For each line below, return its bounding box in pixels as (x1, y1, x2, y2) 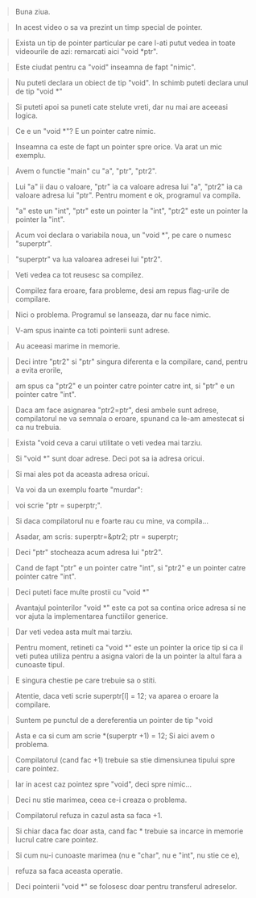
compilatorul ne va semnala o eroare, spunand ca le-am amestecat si (14, 414, 245, 423)
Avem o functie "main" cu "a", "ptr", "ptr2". (14, 166, 158, 176)
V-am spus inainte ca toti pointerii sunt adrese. (14, 326, 171, 335)
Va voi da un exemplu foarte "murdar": (14, 485, 143, 495)
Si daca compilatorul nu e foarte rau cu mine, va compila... (14, 516, 209, 525)
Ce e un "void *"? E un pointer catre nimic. (14, 127, 156, 136)
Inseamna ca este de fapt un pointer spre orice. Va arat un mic (14, 142, 223, 152)
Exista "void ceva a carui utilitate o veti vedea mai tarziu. (14, 438, 203, 447)
